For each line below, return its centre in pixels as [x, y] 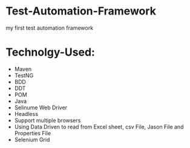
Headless [26, 114]
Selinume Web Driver [41, 108]
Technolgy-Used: [50, 52]
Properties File [33, 133]
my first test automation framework [50, 28]
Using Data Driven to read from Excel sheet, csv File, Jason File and [99, 127]
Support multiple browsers [47, 120]
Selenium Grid [32, 140]
